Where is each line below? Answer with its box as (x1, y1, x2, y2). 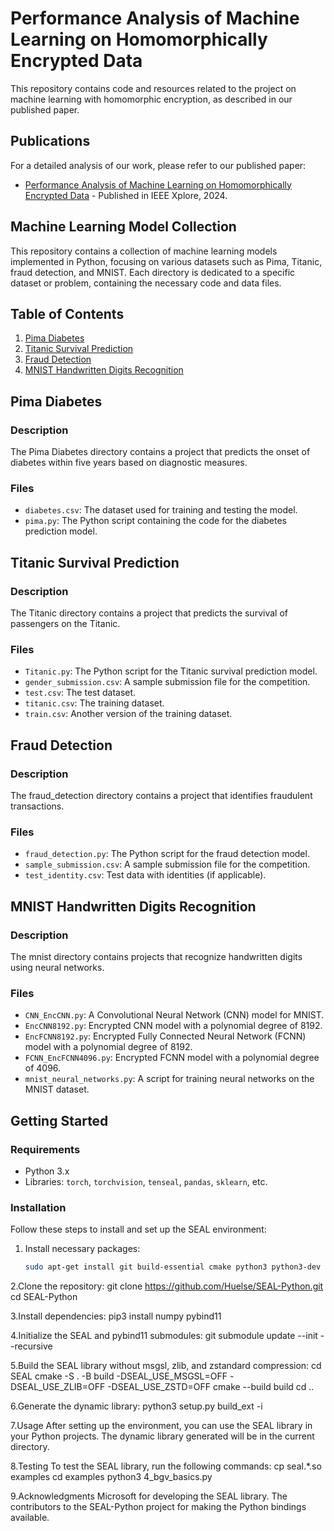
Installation (10, 1200, 67, 1214)
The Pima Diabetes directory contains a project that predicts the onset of (10, 446, 311, 458)
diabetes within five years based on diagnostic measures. (10, 457, 248, 469)
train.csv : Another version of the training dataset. (24, 708, 233, 720)
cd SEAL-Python (10, 1291, 78, 1303)
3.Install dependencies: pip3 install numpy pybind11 (10, 1310, 222, 1322)
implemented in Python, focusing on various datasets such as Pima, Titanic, (10, 255, 323, 267)
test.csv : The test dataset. (24, 687, 137, 699)
